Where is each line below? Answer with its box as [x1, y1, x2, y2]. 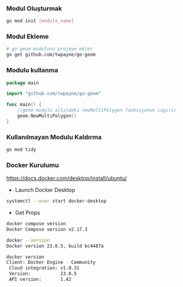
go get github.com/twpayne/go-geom [6, 51, 96, 58]
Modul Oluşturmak [6, 4, 62, 13]
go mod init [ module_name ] [6, 18, 74, 24]
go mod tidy [6, 147, 36, 153]
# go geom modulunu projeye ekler [6, 46, 94, 52]
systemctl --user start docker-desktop [6, 198, 107, 204]
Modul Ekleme [6, 32, 50, 41]
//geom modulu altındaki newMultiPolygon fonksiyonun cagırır [17, 107, 177, 113]
